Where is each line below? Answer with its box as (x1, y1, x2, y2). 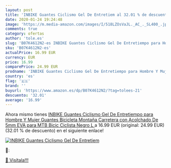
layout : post (5, 7, 33, 13)
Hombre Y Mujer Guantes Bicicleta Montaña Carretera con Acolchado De (5, 117, 159, 123)
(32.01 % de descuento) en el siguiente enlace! (5, 128, 104, 134)
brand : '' (5, 83, 26, 88)
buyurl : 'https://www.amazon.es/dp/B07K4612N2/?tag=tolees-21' (5, 88, 142, 93)
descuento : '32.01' (5, 93, 47, 98)
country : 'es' (5, 74, 36, 79)
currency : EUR (5, 54, 36, 60)
